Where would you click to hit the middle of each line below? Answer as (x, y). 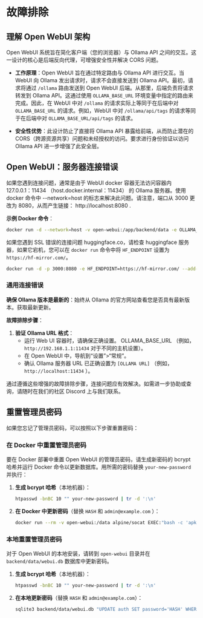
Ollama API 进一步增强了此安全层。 (59, 146)
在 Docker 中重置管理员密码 (46, 445)
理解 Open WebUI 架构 (48, 37)
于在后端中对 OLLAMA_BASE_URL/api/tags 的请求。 (76, 118)
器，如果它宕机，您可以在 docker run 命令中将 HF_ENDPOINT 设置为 (88, 249)
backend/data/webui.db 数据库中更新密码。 (60, 561)
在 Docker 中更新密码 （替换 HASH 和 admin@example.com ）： (87, 511)
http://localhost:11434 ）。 (59, 370)
